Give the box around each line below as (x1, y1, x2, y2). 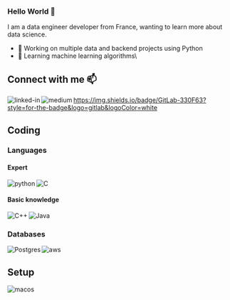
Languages (7, 146, 48, 156)
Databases (7, 229, 46, 239)
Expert (7, 164, 28, 172)
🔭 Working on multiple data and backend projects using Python (17, 44, 203, 53)
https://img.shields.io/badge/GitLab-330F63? (73, 96, 207, 104)
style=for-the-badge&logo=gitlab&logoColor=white (7, 104, 158, 112)
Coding (7, 124, 41, 136)
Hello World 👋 (7, 6, 56, 16)
